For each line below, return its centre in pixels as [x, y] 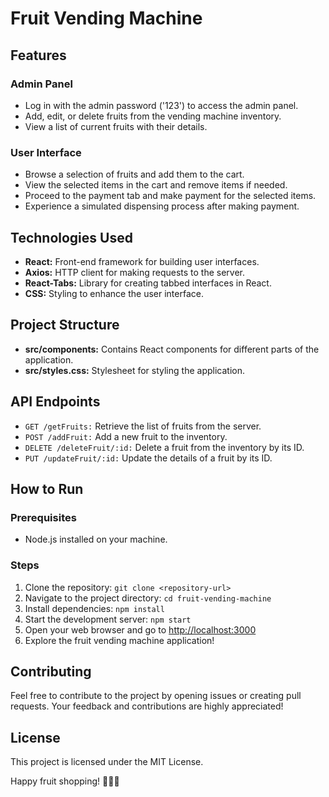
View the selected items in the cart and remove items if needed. [156, 185]
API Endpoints [55, 402]
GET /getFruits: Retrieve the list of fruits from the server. [143, 426]
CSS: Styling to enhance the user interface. [114, 293]
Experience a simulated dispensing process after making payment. [162, 206]
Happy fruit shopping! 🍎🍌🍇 [65, 781]
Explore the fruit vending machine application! [119, 640]
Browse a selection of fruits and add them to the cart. [134, 174]
